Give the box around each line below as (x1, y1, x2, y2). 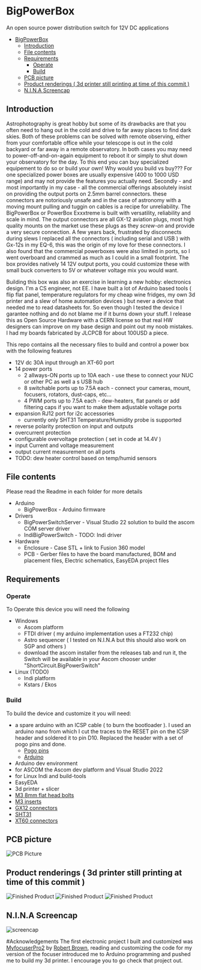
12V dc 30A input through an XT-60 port (14, 359, 115, 366)
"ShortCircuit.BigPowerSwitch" (23, 662, 101, 669)
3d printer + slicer (14, 785, 60, 792)
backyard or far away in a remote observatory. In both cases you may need (6, 145, 192, 152)
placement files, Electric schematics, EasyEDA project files (23, 557, 169, 564)
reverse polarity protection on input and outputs (14, 422, 134, 430)
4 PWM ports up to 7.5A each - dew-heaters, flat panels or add (23, 397, 180, 404)
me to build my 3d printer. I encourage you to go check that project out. (6, 957, 183, 964)
